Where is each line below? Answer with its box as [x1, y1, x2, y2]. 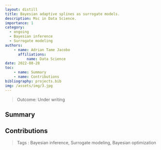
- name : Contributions [14, 74, 59, 79]
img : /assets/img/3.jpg [5, 83, 53, 88]
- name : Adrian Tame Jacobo [14, 47, 70, 52]
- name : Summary [14, 70, 47, 75]
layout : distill [5, 7, 38, 12]
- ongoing [9, 29, 29, 34]
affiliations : [17, 52, 47, 57]
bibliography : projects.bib [5, 79, 62, 83]
